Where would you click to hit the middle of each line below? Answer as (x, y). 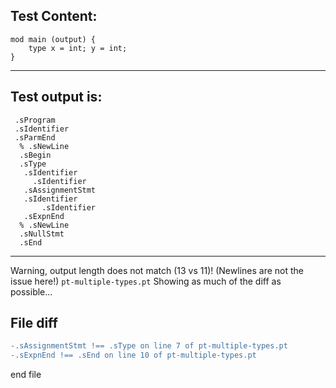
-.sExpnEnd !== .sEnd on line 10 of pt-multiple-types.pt (133, 355)
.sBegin (35, 155)
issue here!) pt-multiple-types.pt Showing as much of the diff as (146, 281)
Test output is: (56, 97)
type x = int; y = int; (78, 48)
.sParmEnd (35, 137)
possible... (31, 291)
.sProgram (35, 120)
